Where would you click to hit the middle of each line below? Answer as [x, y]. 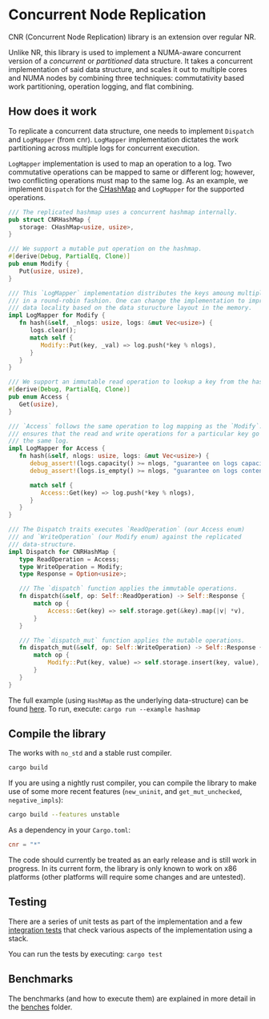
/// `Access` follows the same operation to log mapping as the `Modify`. [136, 426]
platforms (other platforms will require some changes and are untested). [127, 877]
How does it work [53, 112]
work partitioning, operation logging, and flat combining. [101, 86]
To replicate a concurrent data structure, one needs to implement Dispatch [131, 130]
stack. [18, 938]
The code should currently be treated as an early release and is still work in [132, 860]
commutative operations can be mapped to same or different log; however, [132, 172]
